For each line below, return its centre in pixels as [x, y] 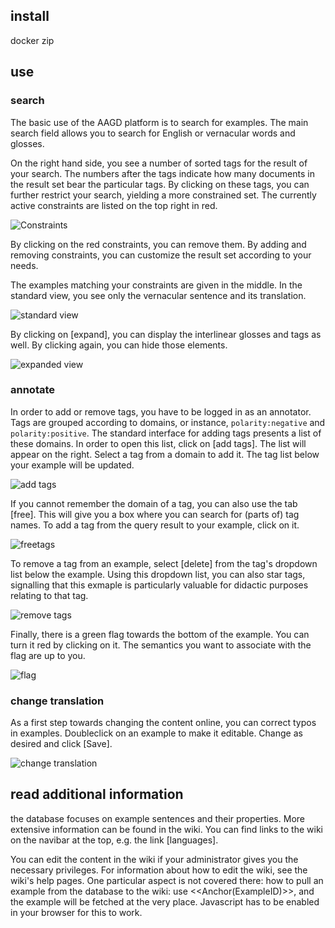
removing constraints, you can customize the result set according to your [161, 255]
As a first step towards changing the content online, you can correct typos [163, 723]
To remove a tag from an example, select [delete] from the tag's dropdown [164, 563]
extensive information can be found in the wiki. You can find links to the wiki [167, 829]
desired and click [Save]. [61, 744]
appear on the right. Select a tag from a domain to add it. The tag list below [165, 454]
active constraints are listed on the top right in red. [114, 205]
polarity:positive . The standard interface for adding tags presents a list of [166, 433]
